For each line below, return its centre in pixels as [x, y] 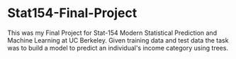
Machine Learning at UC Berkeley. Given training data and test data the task [118, 40]
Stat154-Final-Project [72, 13]
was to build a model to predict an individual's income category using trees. [118, 48]
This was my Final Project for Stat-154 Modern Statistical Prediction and [112, 33]
